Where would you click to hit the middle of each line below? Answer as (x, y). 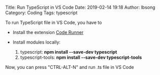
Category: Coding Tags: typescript (41, 13)
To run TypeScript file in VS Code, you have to (54, 23)
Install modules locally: (37, 42)
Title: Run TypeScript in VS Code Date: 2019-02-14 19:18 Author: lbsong (81, 7)
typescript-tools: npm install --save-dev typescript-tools (81, 57)
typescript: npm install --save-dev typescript (69, 52)
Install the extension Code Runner (48, 32)
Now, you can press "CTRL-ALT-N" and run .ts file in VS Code (70, 67)
